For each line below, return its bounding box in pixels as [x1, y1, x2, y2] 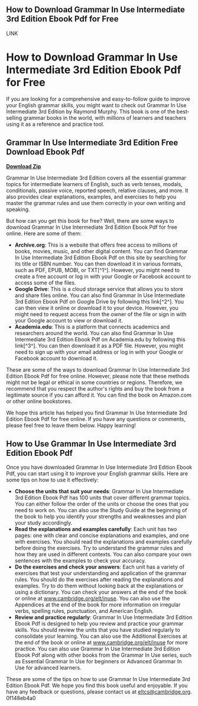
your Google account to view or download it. [14, 317, 123, 324]
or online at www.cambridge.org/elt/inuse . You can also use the [14, 595, 170, 602]
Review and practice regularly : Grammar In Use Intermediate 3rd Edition [14, 614, 193, 621]
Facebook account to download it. [14, 354, 98, 362]
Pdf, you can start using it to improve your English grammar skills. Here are [6, 470, 188, 477]
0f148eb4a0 [6, 695, 36, 702]
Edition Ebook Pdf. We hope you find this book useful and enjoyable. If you [6, 682, 188, 689]
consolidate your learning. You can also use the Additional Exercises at [14, 632, 187, 640]
